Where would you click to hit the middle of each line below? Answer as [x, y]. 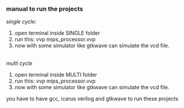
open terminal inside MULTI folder [56, 75]
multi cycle [19, 63]
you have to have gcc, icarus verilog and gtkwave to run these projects [92, 99]
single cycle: [21, 22]
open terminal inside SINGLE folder [57, 33]
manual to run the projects [45, 9]
